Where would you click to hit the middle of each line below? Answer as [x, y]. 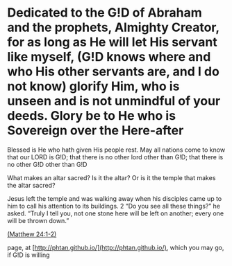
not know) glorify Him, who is [93, 86]
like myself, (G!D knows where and [109, 57]
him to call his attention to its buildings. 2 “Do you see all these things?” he [114, 206]
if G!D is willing [28, 255]
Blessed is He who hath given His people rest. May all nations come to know [116, 150]
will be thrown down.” [38, 220]
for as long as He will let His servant [112, 42]
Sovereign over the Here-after [96, 131]
